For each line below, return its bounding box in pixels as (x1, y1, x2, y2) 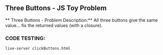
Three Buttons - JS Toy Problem (5, 4, 107, 12)
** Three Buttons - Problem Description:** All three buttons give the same (5, 17, 158, 23)
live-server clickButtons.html (5, 46, 71, 51)
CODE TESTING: (5, 35, 46, 42)
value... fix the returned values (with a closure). (5, 22, 103, 28)
